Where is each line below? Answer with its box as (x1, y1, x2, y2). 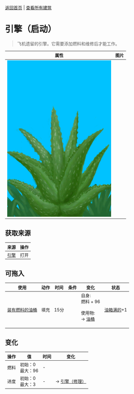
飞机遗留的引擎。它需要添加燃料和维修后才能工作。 (17, 41, 120, 46)
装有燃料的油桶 (7, 306, 38, 312)
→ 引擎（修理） (55, 378, 87, 384)
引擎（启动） (5, 24, 57, 35)
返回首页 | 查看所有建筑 (5, 5, 52, 10)
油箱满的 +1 (104, 306, 128, 312)
